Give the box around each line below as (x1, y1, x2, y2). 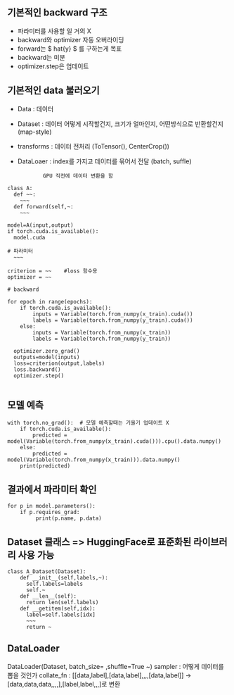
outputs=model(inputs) (13, 353, 80, 361)
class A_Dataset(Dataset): (7, 568, 86, 575)
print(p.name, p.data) (35, 515, 102, 522)
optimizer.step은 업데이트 (17, 62, 89, 70)
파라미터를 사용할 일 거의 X (17, 27, 91, 35)
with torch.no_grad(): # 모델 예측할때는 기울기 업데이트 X (7, 420, 169, 427)
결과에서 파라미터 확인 (7, 483, 97, 495)
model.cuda (13, 234, 46, 241)
